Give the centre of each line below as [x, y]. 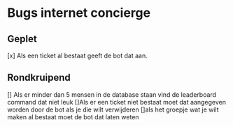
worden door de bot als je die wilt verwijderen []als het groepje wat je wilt [113, 109]
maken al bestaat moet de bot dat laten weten [73, 116]
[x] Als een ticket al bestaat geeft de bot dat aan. [78, 55]
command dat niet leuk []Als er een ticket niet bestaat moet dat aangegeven [116, 102]
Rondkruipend [39, 78]
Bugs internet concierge [79, 13]
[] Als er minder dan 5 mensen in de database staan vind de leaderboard [112, 94]
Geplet [22, 39]
